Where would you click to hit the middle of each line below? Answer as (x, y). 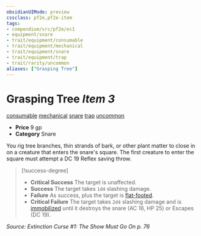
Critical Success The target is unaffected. (83, 182)
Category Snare (35, 134)
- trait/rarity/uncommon (38, 63)
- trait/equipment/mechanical (45, 46)
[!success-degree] (45, 171)
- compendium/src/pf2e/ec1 (41, 29)
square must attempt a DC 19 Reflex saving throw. (69, 159)
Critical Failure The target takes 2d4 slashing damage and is (106, 202)
